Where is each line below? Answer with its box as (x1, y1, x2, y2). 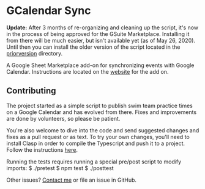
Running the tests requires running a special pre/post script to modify (6, 158, 182, 165)
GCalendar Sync (6, 4, 91, 18)
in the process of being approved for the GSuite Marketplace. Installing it (6, 30, 190, 37)
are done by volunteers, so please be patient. (6, 115, 121, 122)
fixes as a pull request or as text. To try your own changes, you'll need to (6, 133, 190, 140)
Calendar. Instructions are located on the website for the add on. (6, 68, 169, 75)
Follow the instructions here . (6, 146, 78, 153)
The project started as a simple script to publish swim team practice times (6, 102, 193, 109)
